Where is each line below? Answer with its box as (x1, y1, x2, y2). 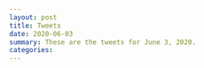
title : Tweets (9, 21, 62, 30)
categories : (9, 46, 53, 55)
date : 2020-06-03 (9, 29, 74, 38)
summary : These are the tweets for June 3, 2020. (9, 37, 197, 47)
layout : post (9, 12, 58, 22)
